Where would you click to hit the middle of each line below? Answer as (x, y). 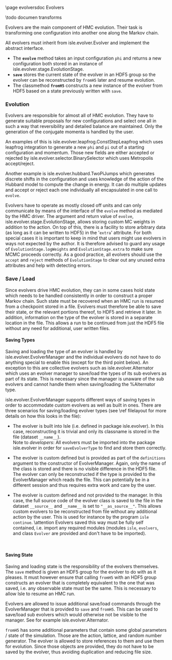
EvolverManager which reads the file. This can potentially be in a (81, 480)
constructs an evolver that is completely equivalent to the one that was (80, 583)
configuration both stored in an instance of (58, 63)
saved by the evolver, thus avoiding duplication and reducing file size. (79, 652)
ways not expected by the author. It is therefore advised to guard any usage (85, 244)
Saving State (19, 555)
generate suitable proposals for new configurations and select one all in (81, 121)
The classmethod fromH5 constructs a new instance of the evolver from (88, 85)
